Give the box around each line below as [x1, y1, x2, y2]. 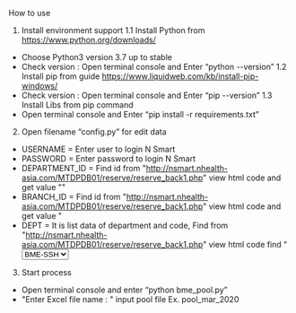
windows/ [21, 81, 58, 91]
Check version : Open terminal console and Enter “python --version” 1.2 [21, 62, 287, 72]
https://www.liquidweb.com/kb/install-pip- [101, 71, 259, 82]
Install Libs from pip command [21, 100, 134, 110]
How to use [8, 8, 51, 18]
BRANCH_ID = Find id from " [21, 192, 127, 202]
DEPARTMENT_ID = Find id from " [21, 163, 147, 173]
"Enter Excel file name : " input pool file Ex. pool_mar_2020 [21, 294, 239, 304]
